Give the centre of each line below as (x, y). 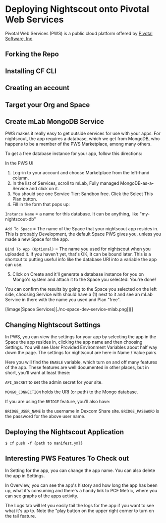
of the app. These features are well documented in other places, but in (77, 367)
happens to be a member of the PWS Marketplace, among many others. (79, 144)
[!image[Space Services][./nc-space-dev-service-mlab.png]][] (69, 309)
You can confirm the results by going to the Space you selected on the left (81, 289)
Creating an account (37, 88)
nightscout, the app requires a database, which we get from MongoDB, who (83, 139)
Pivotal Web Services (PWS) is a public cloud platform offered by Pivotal (79, 33)
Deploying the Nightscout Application (64, 432)
